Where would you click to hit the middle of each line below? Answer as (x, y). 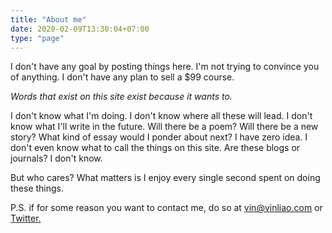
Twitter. (26, 218)
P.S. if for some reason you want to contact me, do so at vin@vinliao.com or (166, 208)
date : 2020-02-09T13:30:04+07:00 (80, 29)
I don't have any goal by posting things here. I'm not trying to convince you (165, 67)
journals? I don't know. (56, 158)
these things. (37, 188)
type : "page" (37, 38)
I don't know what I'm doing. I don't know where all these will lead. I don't (161, 116)
